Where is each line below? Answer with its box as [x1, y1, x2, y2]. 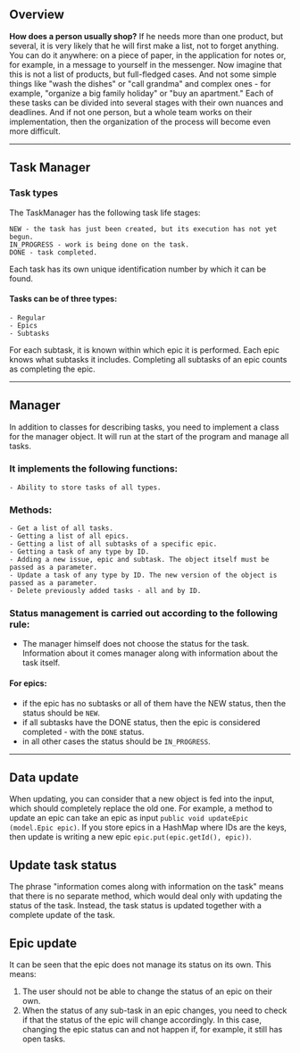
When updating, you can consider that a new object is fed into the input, [9, 794, 275, 805]
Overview [9, 7, 65, 22]
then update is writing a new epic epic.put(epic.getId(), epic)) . [9, 832, 252, 842]
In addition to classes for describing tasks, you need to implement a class [9, 422, 279, 432]
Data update [9, 770, 79, 785]
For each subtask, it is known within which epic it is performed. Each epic [9, 344, 279, 355]
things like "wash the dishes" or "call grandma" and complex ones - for [9, 78, 271, 88]
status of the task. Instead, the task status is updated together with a [9, 900, 262, 911]
